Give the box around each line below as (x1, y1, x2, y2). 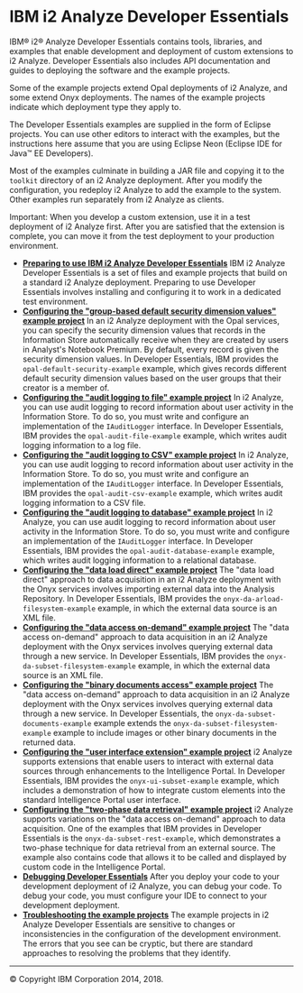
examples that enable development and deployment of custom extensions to (9, 45, 294, 56)
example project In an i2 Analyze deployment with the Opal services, (22, 315, 280, 326)
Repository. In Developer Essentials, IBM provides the (22, 593, 222, 603)
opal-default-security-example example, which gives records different (22, 363, 287, 373)
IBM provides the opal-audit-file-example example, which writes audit (22, 430, 287, 441)
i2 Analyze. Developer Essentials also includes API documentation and (9, 55, 271, 66)
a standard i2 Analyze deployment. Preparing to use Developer (22, 277, 256, 288)
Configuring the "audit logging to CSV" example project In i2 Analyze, (22, 449, 289, 460)
